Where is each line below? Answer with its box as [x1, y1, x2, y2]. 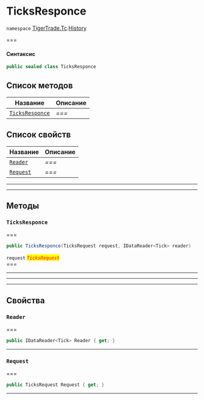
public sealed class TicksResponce [6, 64, 97, 70]
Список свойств [6, 130, 71, 140]
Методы [6, 201, 39, 211]
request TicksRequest [6, 255, 59, 261]
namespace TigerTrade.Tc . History [6, 24, 87, 32]
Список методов [6, 80, 73, 91]
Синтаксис [6, 50, 35, 57]
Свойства [6, 295, 46, 306]
